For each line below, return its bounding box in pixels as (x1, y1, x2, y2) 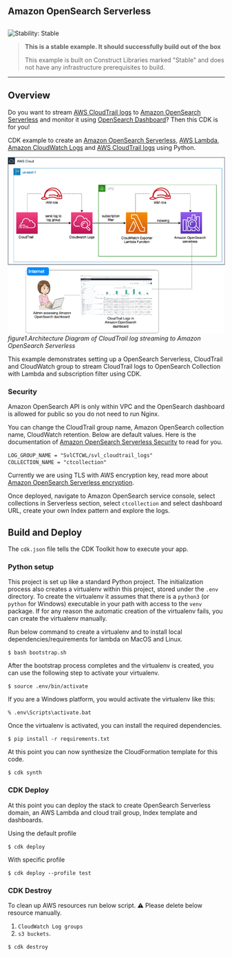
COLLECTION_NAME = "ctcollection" (8, 459, 107, 466)
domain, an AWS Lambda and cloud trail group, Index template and (8, 808, 198, 817)
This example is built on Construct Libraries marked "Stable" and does (24, 55, 224, 64)
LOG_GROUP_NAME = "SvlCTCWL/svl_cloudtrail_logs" (8, 452, 154, 459)
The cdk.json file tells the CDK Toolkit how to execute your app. (8, 545, 189, 553)
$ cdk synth (8, 769, 42, 776)
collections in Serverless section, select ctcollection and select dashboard (8, 499, 222, 507)
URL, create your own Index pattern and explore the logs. (8, 507, 171, 515)
